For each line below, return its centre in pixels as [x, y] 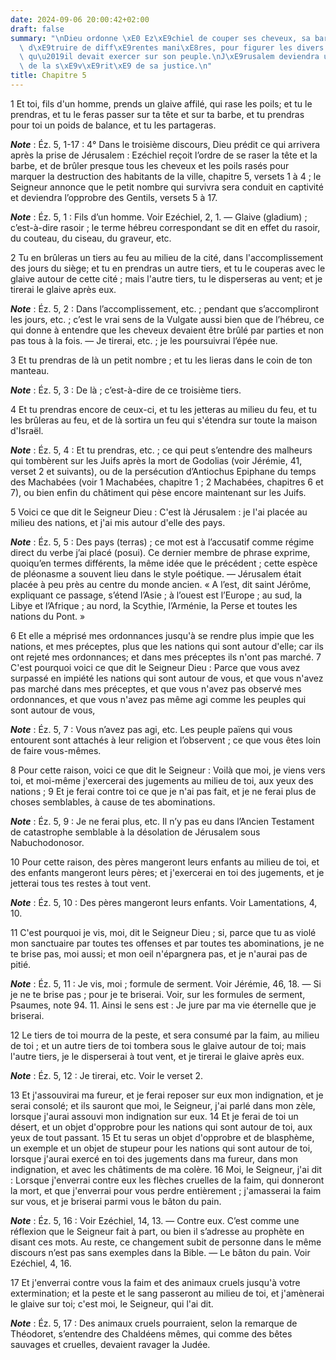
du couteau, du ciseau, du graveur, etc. [91, 238]
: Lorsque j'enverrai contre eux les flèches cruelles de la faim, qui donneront [167, 1180]
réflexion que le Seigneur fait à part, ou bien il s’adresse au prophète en [157, 1231]
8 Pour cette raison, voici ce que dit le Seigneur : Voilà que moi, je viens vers [168, 770]
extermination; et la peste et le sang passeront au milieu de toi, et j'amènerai [167, 1293]
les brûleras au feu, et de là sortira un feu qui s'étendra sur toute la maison [164, 420]
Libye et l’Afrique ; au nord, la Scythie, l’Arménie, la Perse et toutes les [154, 605]
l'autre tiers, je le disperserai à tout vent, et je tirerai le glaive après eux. [157, 1056]
